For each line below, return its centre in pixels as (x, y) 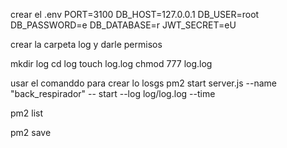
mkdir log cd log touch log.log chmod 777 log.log (111, 63)
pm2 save (31, 132)
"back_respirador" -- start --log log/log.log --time (113, 93)
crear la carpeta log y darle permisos (86, 44)
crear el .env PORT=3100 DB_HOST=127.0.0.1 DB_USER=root (135, 14)
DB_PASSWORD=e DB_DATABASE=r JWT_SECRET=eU (123, 25)
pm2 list (27, 113)
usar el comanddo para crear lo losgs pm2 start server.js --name (143, 83)
